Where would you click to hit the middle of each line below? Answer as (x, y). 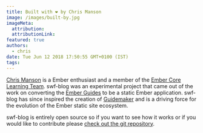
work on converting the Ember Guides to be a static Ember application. (95, 92)
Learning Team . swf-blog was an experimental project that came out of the (100, 86)
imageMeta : (20, 23)
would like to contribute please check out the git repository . (81, 123)
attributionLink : (34, 34)
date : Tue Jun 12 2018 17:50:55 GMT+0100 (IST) (68, 57)
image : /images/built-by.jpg (43, 18)
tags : (13, 62)
